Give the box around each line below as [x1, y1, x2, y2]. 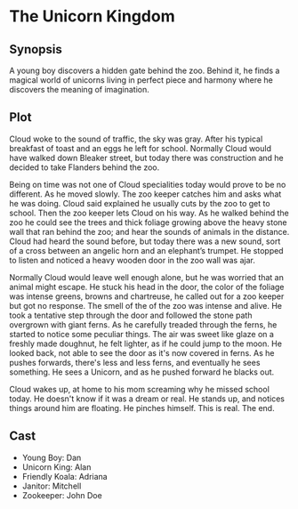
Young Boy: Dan [21, 452, 82, 463]
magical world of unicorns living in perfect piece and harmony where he [9, 75, 273, 85]
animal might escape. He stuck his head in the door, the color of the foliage [9, 281, 285, 292]
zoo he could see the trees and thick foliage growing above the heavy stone [9, 216, 287, 228]
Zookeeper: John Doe [21, 489, 102, 500]
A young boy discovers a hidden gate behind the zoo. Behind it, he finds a [9, 65, 280, 76]
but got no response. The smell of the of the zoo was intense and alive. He [9, 300, 283, 311]
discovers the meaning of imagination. [9, 85, 149, 94]
